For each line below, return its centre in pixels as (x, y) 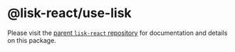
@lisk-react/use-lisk (69, 13)
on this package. (32, 40)
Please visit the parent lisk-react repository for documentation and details (117, 33)
